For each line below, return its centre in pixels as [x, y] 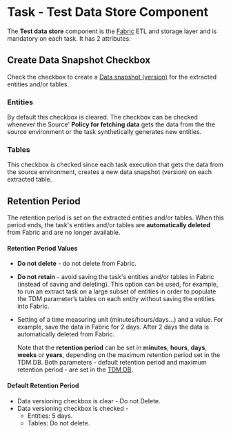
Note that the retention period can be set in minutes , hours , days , [112, 348]
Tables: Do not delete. [59, 423]
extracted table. [30, 180]
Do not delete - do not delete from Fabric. [77, 264]
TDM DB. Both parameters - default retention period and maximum [112, 363]
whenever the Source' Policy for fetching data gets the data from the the [111, 124]
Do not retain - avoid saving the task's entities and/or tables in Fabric [116, 277]
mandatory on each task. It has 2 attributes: [69, 38]
